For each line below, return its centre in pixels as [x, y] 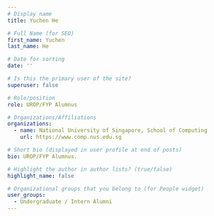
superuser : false [33, 85]
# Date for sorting [36, 59]
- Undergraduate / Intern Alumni [63, 202]
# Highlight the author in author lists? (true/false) [90, 169]
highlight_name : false [41, 176]
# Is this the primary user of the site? [69, 79]
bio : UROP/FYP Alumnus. [43, 157]
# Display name [30, 14]
